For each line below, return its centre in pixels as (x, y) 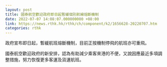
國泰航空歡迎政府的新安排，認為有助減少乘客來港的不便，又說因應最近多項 (82, 54)
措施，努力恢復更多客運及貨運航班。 (46, 60)
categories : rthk (23, 28)
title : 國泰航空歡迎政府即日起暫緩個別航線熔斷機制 (52, 14)
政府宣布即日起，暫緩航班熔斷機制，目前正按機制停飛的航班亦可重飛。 (77, 43)
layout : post (19, 10)
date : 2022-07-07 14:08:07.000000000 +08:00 (52, 19)
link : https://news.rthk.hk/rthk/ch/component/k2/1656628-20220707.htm (81, 24)
